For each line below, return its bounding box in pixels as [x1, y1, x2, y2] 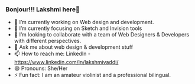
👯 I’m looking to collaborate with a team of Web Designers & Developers [14, 31, 190, 38]
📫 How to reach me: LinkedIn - [14, 50, 91, 58]
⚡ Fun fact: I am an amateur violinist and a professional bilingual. [14, 72, 171, 79]
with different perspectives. [14, 38, 82, 45]
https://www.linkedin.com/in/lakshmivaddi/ [14, 59, 119, 66]
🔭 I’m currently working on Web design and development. [14, 19, 154, 26]
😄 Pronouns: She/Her [14, 65, 68, 72]
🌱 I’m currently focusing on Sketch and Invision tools [14, 25, 142, 32]
